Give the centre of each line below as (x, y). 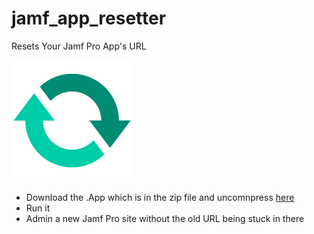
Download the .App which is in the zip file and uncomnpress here (160, 197)
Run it (38, 208)
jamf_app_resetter (89, 18)
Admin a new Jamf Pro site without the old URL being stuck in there (165, 218)
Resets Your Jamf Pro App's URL (79, 46)
